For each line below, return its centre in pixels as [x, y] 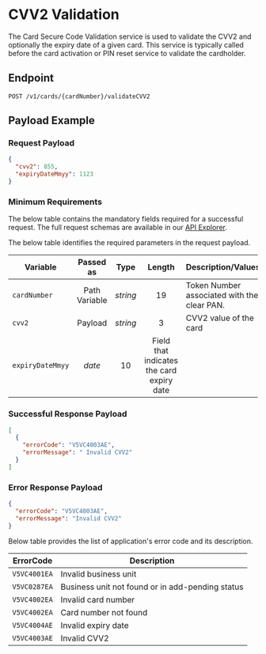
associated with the [222, 296]
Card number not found [104, 612]
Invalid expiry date [95, 625]
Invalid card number [98, 599]
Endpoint [31, 78]
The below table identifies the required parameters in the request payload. [129, 243]
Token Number [213, 285]
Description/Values [223, 267]
